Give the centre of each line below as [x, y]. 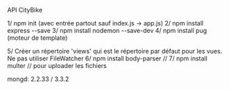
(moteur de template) [37, 38]
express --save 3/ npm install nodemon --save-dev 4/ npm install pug [107, 31]
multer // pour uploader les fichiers [57, 66]
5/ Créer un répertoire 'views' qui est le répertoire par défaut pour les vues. [115, 51]
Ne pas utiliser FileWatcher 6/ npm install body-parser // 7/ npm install [108, 58]
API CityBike [25, 10]
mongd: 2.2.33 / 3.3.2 [38, 79]
